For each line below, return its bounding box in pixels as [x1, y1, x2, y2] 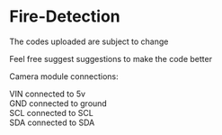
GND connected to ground [9, 97, 108, 109]
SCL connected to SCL [9, 107, 94, 118]
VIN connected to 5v [9, 88, 86, 99]
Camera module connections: [9, 70, 119, 82]
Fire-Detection [9, 6, 120, 27]
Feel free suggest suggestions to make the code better [9, 53, 213, 64]
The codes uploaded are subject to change [9, 36, 169, 47]
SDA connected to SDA [9, 117, 95, 128]
